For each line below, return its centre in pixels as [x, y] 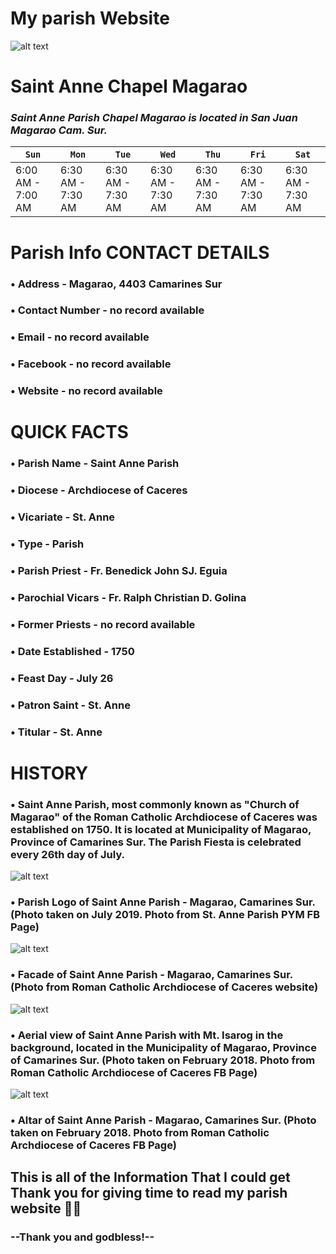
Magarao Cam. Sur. [59, 130]
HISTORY [49, 773]
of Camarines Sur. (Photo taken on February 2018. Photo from [163, 1060]
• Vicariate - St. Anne [63, 517]
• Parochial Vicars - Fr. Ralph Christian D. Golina [128, 597]
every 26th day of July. [68, 854]
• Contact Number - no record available [107, 310]
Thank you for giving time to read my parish [149, 1193]
